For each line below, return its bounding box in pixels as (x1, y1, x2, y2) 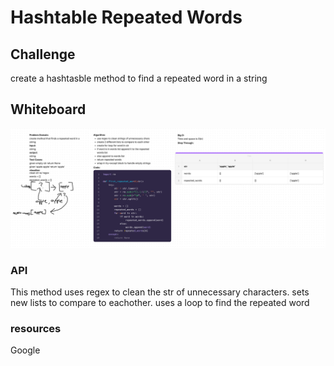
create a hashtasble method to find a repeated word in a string (10, 72, 268, 84)
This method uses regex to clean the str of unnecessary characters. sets (10, 286, 310, 298)
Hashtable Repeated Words (10, 6, 243, 29)
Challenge (10, 46, 76, 63)
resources (10, 322, 62, 335)
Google (10, 344, 41, 356)
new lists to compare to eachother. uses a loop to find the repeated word (10, 297, 310, 309)
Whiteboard (10, 101, 87, 118)
